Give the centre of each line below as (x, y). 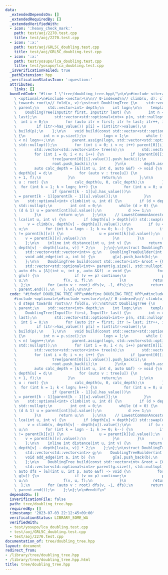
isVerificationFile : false (38, 499)
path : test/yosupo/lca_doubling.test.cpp (58, 61)
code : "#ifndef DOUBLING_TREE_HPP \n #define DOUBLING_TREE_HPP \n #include (87, 294)
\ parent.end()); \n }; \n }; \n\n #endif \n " (60, 490)
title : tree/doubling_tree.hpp (38, 564)
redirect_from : (21, 550)
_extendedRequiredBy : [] (35, 19)
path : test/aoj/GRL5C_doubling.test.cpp (57, 47)
